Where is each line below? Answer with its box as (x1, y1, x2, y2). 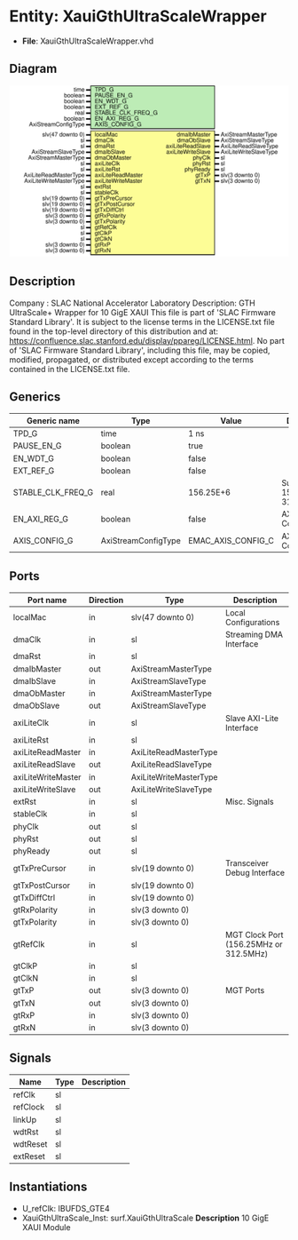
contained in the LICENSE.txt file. (9, 363, 130, 374)
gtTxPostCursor (12, 879, 71, 890)
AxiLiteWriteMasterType (130, 771, 219, 783)
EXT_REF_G (12, 465, 55, 476)
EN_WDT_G (12, 453, 55, 464)
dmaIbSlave (12, 675, 56, 686)
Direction (88, 594, 124, 605)
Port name (27, 594, 67, 605)
